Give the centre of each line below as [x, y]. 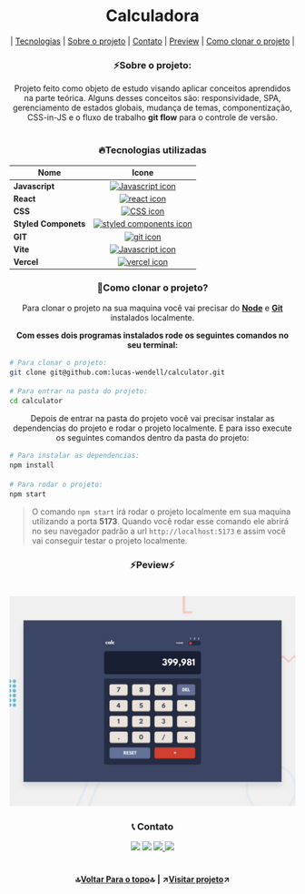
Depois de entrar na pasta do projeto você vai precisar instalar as [152, 419]
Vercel [26, 262]
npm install [32, 465]
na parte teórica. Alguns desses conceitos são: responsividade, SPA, [152, 98]
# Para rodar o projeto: [56, 484]
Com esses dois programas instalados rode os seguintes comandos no [152, 335]
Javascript [34, 186]
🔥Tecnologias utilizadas [152, 150]
